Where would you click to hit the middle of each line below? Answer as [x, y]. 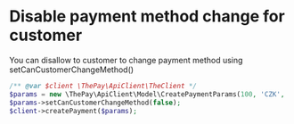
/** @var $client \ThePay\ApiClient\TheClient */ [103, 86]
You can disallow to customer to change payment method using [126, 60]
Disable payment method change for [147, 17]
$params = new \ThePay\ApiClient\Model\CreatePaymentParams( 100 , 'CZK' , [147, 94]
